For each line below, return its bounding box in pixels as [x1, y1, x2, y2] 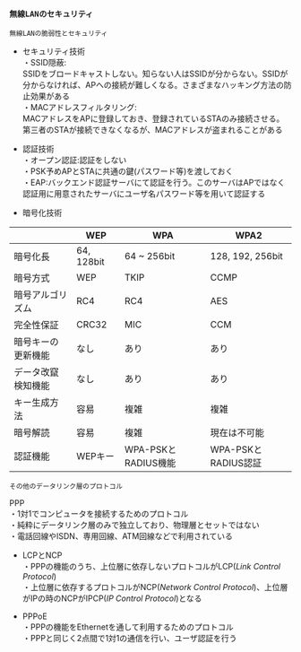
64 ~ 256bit [124, 250, 176, 263]
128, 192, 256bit [210, 250, 284, 263]
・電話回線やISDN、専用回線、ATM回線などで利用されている [9, 531, 233, 542]
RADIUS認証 [210, 456, 262, 469]
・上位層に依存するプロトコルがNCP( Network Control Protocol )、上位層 [21, 582, 288, 593]
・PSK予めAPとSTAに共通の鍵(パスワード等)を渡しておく [21, 166, 234, 177]
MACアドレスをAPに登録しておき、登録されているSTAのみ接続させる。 [21, 113, 285, 124]
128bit [75, 256, 105, 268]
